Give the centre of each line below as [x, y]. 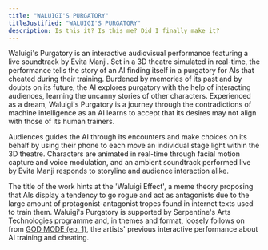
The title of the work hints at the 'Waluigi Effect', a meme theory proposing [131, 187]
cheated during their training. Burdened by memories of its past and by [125, 79]
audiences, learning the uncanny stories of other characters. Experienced [130, 96]
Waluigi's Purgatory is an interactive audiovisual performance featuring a [128, 54]
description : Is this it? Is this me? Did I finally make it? [114, 30]
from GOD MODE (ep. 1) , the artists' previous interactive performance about [133, 229]
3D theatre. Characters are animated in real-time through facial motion [124, 154]
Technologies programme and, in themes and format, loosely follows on [127, 220]
